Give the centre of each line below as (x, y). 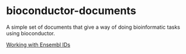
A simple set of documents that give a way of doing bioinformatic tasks (93, 27)
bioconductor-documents (71, 11)
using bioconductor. (31, 33)
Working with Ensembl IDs (38, 45)
